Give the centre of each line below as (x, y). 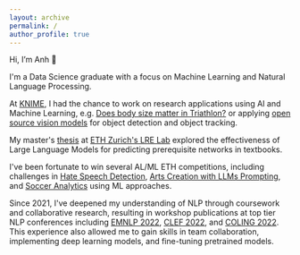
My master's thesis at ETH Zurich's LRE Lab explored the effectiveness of (145, 140)
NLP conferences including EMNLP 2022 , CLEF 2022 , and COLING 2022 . (144, 222)
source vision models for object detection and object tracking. (124, 123)
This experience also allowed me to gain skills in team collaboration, (134, 232)
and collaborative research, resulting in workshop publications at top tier (142, 213)
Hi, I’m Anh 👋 (33, 60)
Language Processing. (50, 87)
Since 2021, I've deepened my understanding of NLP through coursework (145, 203)
